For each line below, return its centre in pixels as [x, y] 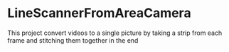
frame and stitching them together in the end [73, 40]
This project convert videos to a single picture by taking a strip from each [115, 33]
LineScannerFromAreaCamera [99, 13]
